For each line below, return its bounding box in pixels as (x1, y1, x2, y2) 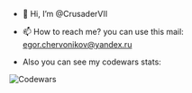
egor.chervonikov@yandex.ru (22, 39, 133, 49)
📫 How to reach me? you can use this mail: (22, 27, 185, 37)
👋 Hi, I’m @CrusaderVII (22, 9, 108, 19)
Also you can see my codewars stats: (22, 56, 162, 67)
